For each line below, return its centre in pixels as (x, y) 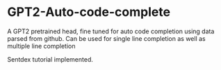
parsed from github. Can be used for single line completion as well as (107, 38)
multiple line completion (41, 46)
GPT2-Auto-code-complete (89, 12)
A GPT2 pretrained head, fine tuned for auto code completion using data (111, 31)
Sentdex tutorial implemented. (50, 59)
